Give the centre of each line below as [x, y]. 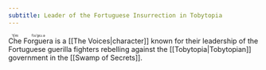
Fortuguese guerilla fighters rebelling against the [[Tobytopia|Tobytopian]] [130, 49]
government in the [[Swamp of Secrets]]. [76, 57]
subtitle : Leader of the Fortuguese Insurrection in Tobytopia [115, 15]
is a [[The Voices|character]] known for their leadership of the [156, 41]
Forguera [38, 41]
